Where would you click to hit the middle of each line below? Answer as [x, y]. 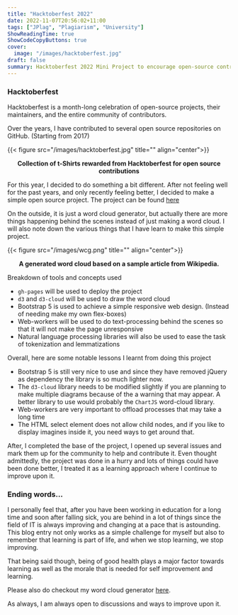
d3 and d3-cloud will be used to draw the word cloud [94, 298]
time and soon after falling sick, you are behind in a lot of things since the [114, 517]
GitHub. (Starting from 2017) [49, 136]
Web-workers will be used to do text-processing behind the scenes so [120, 321]
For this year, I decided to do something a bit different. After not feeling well [118, 185]
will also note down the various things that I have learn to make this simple [116, 229]
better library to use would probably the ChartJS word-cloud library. [116, 401]
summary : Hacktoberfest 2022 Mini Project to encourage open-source [110, 67]
